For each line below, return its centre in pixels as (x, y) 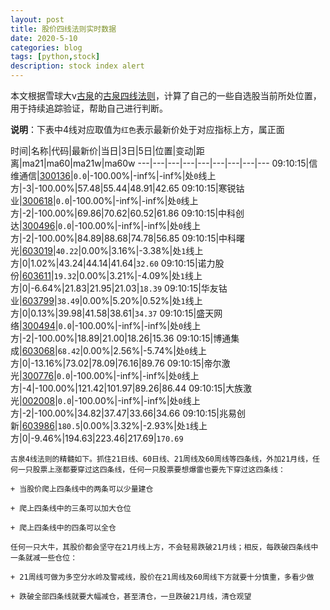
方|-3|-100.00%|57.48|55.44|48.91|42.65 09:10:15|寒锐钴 (127, 188)
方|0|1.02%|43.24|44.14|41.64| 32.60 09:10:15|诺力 (113, 263)
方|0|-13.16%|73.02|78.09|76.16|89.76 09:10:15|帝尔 (116, 363)
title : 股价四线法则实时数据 (63, 29)
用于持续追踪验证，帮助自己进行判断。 (89, 108)
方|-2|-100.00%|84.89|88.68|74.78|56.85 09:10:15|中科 (123, 238)
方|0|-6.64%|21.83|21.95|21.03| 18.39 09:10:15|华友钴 (119, 288)
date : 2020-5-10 (44, 38)
